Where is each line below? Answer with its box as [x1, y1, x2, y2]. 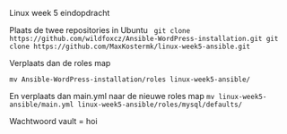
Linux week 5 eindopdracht [9, 8, 110, 18]
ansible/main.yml [9, 100, 74, 109]
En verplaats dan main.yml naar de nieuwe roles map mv [9, 91, 215, 101]
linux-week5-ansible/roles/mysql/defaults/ [77, 100, 243, 109]
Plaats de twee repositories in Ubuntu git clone [9, 25, 191, 35]
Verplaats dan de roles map [9, 58, 111, 68]
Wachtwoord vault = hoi [9, 116, 98, 126]
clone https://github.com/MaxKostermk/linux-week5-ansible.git [9, 42, 251, 51]
